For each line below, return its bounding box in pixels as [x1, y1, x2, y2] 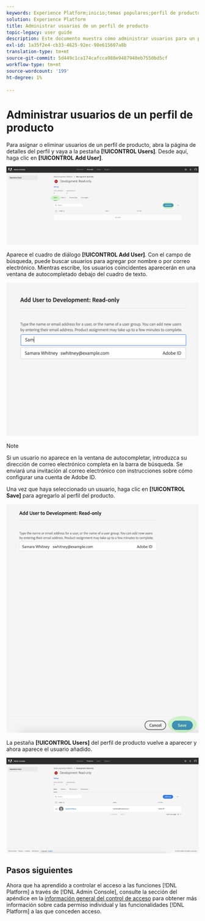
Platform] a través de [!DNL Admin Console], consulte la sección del [6, 888, 178, 895]
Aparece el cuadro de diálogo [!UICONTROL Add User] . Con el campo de [6, 251, 191, 258]
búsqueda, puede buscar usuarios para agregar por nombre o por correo [6, 258, 190, 265]
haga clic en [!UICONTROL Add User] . [6, 154, 103, 162]
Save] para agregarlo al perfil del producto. [6, 491, 115, 499]
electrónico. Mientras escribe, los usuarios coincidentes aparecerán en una [6, 264, 196, 272]
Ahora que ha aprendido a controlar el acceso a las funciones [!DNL [6, 881, 177, 889]
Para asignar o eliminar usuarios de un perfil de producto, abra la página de [6, 141, 196, 149]
